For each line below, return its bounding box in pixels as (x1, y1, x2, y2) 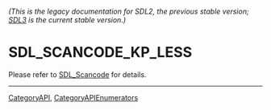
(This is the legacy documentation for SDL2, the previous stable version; (8, 6, 249, 16)
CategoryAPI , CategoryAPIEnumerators (8, 92, 139, 102)
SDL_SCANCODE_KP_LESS (8, 43, 193, 61)
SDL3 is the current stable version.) (8, 14, 127, 24)
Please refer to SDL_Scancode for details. (8, 69, 147, 79)
